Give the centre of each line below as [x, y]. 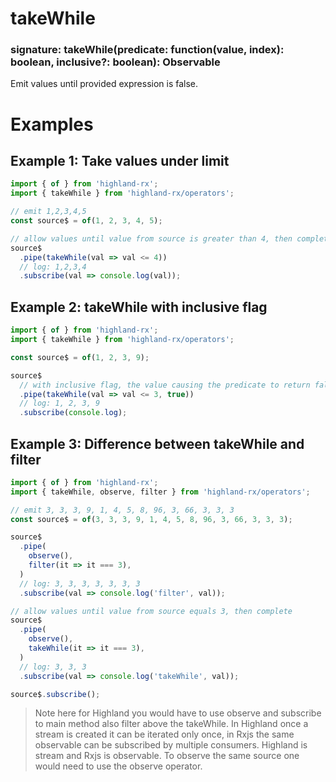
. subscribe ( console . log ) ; [73, 413]
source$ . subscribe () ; [55, 694]
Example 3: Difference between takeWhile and [157, 443]
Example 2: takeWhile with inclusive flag [139, 307]
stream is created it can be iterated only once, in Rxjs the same [164, 734]
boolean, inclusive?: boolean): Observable [115, 62]
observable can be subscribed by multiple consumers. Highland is [171, 745]
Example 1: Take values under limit [120, 161]
